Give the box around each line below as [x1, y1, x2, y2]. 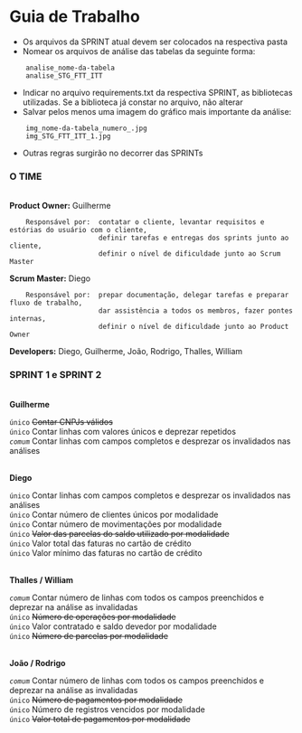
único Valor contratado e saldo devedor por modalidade [9, 621, 217, 632]
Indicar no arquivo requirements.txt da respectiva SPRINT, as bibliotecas [22, 87, 293, 98]
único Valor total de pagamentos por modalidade [9, 713, 191, 724]
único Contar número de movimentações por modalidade [9, 518, 222, 530]
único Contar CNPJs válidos [9, 416, 113, 427]
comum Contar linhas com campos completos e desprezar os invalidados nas [9, 436, 291, 446]
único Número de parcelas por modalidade [9, 630, 169, 641]
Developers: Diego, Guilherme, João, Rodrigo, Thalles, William [9, 346, 243, 357]
